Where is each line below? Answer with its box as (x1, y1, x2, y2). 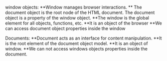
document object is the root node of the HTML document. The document (5, 9, 155, 15)
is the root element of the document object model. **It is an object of (5, 40, 148, 46)
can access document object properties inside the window (5, 25, 126, 31)
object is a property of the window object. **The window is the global (5, 15, 150, 20)
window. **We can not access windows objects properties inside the (5, 46, 148, 51)
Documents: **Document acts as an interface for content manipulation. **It (5, 35, 162, 41)
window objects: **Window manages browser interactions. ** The (5, 4, 142, 10)
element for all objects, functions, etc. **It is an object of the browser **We (5, 20, 162, 26)
